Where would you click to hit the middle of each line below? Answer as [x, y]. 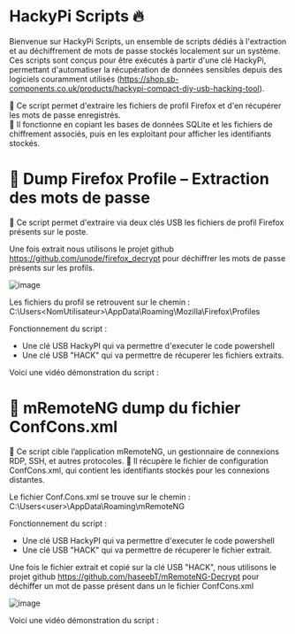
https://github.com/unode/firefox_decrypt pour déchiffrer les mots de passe [147, 258]
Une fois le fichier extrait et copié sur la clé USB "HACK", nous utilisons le [143, 567]
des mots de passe [79, 198]
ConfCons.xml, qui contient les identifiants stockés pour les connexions [140, 470]
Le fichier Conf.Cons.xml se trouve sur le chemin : [100, 497]
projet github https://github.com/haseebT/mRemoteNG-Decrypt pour [134, 576]
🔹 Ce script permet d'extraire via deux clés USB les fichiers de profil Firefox [147, 222]
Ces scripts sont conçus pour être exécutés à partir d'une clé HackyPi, [138, 60]
